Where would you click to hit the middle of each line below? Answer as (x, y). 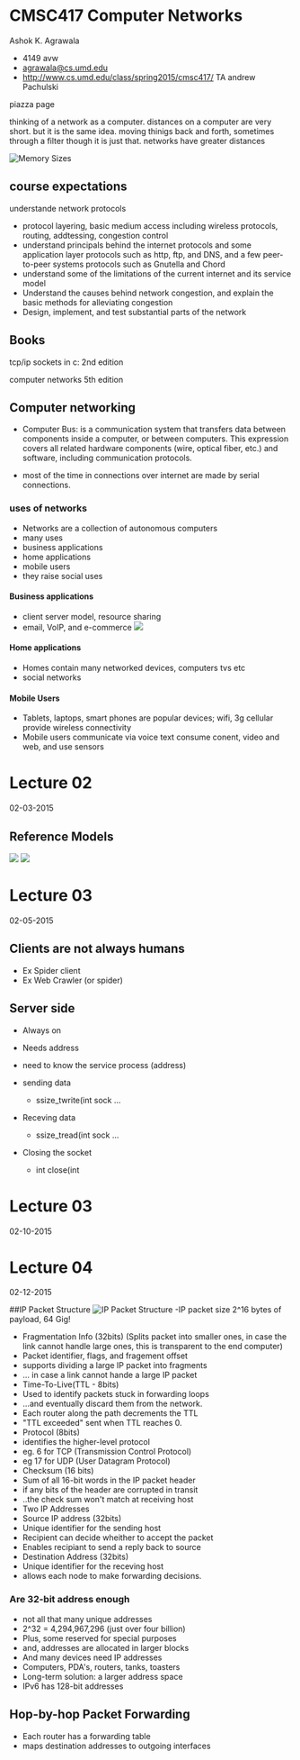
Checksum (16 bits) (58, 1471)
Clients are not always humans (97, 949)
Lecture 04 (51, 1267)
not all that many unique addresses (87, 1619)
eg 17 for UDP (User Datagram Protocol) (96, 1461)
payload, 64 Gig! (40, 1320)
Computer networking (73, 408)
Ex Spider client (51, 970)
